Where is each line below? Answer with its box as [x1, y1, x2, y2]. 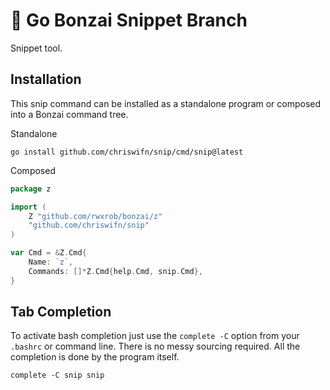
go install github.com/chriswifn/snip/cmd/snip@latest [10, 147, 244, 157]
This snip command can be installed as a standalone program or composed [10, 97, 322, 109]
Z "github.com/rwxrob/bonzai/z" [28, 211, 163, 221]
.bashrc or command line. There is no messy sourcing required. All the [10, 340, 301, 353]
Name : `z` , [28, 257, 74, 267]
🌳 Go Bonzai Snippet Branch [10, 9, 248, 32]
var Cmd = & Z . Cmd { [10, 248, 87, 258]
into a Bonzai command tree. [10, 108, 129, 120]
